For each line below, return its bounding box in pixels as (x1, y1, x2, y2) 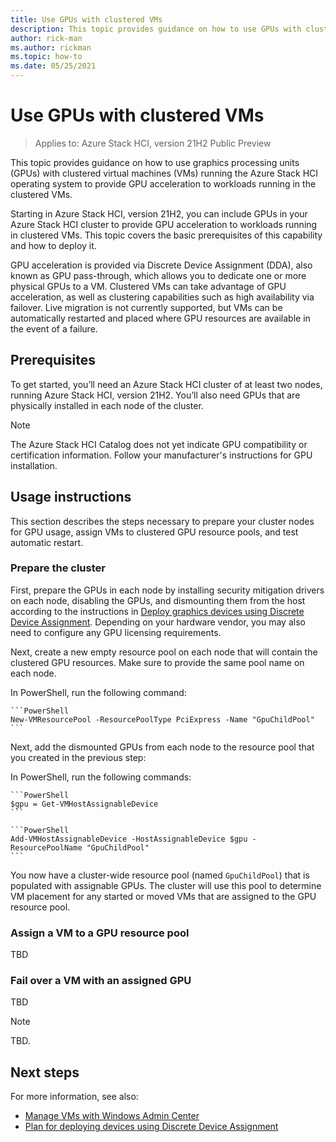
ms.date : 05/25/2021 (10, 61, 97, 71)
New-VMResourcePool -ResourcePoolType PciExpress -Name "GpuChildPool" (10, 714, 315, 725)
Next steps (10, 1064, 80, 1081)
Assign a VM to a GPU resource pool (10, 926, 190, 940)
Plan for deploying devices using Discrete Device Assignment (24, 1121, 279, 1133)
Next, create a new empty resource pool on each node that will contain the (10, 646, 318, 658)
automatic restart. (10, 536, 84, 548)
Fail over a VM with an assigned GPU (10, 974, 192, 988)
